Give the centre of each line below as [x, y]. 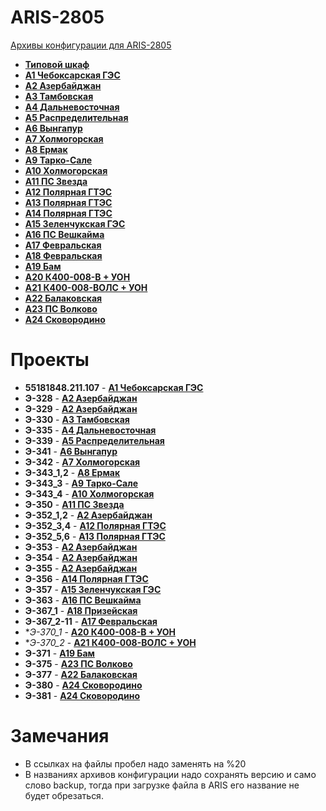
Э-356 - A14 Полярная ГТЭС [86, 578]
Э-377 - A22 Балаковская [81, 674]
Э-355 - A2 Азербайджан [81, 568]
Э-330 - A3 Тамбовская [77, 419]
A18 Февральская [63, 255]
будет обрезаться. [64, 795]
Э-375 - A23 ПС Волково [78, 663]
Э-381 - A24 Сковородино [82, 695]
